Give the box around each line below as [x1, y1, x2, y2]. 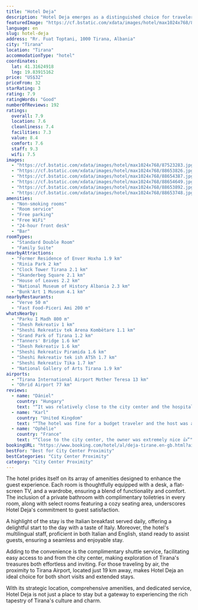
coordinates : [6, 58, 38, 64]
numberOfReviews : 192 [6, 102, 60, 108]
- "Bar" [11, 228, 31, 234]
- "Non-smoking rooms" [11, 201, 67, 207]
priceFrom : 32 [6, 80, 41, 86]
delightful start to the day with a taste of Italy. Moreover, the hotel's [6, 524, 169, 531]
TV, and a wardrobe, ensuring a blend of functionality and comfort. [24, 488, 186, 495]
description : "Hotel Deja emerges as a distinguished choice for [6, 14, 170, 20]
